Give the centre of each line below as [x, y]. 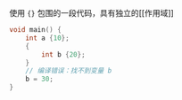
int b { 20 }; [64, 54]
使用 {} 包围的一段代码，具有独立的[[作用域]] [91, 13]
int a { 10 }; [47, 38]
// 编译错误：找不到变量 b [69, 71]
